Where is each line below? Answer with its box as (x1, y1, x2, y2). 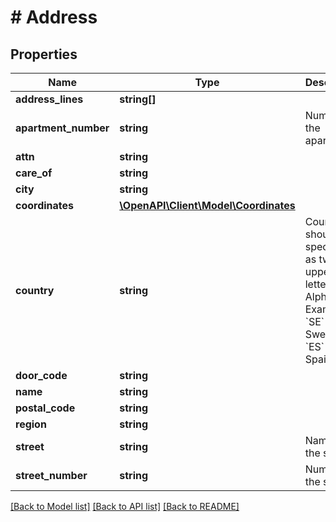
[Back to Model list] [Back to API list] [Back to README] (10, 501, 240, 512)
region (15, 417, 47, 431)
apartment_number (15, 121, 110, 135)
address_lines (15, 92, 84, 106)
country (15, 284, 55, 297)
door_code (15, 369, 68, 382)
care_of (15, 166, 53, 180)
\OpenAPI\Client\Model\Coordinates (119, 199, 296, 212)
